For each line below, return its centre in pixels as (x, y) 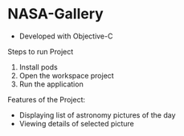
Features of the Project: (47, 99)
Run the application (51, 84)
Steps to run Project (41, 51)
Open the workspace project (66, 75)
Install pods (38, 67)
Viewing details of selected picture (76, 123)
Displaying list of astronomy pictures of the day (97, 115)
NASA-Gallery (55, 14)
